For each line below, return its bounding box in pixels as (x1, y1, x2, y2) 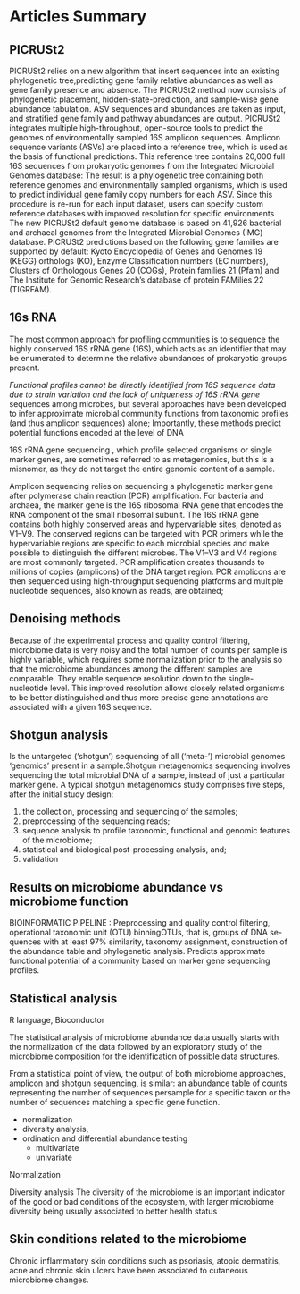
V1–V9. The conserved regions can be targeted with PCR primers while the (9, 528, 284, 538)
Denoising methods (9, 611, 121, 627)
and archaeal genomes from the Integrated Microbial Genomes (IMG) (9, 227, 263, 238)
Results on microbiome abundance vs (9, 879, 223, 895)
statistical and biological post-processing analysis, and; (21, 844, 228, 855)
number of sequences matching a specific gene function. (9, 1097, 221, 1108)
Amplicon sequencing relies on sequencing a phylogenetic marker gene (9, 480, 274, 491)
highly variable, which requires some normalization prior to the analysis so (9, 654, 283, 664)
